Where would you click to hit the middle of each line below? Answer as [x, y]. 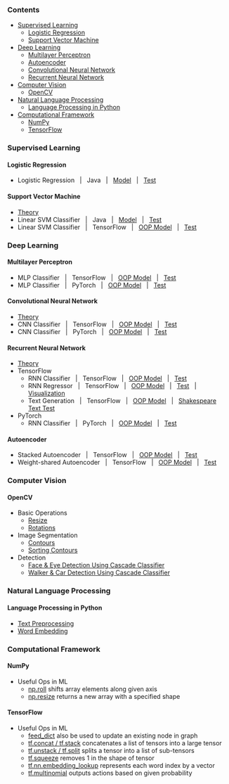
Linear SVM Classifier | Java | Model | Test [90, 219]
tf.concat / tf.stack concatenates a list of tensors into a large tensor [125, 743]
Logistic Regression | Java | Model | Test [87, 180]
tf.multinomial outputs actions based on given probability [110, 773]
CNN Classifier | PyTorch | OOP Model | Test [92, 331]
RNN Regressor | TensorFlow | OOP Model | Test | [112, 386]
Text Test [41, 409]
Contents [24, 10]
